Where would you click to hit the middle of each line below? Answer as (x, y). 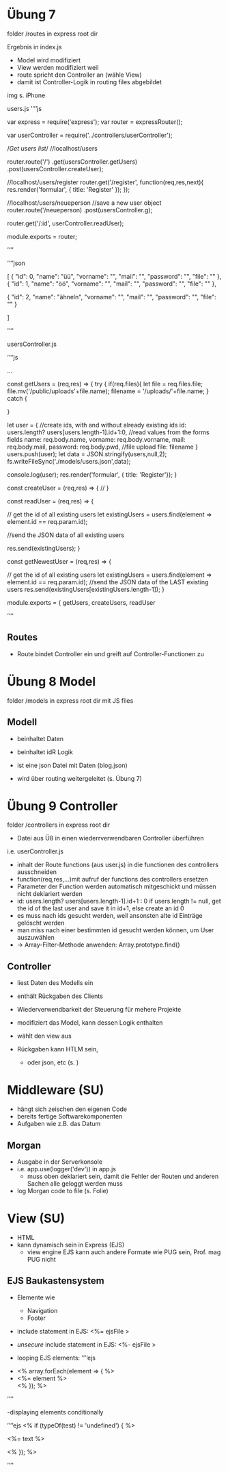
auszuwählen (35, 938)
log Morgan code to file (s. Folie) (63, 1191)
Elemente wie (36, 1297)
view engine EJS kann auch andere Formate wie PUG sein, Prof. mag (124, 1252)
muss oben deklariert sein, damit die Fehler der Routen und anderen (123, 1176)
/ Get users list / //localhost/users (52, 148)
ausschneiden (37, 872)
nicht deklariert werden (50, 894)
